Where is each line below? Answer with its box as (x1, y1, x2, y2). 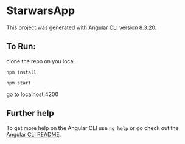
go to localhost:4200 (6, 91, 59, 98)
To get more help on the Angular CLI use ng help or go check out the (6, 124, 179, 131)
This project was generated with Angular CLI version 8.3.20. (6, 24, 157, 31)
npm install (6, 69, 37, 75)
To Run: (6, 41, 37, 52)
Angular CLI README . (6, 131, 61, 138)
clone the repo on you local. (6, 57, 77, 64)
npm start (6, 80, 32, 86)
